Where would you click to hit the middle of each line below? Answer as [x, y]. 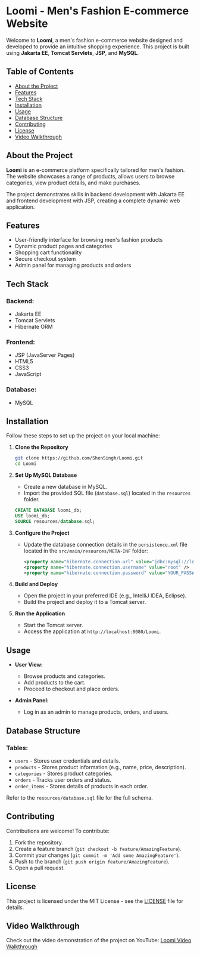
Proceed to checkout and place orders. [71, 689]
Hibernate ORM [34, 327]
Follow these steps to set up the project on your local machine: [83, 436]
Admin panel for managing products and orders [73, 265]
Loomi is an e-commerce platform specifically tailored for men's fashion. [96, 170]
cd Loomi [26, 464]
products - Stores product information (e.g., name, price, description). [100, 767]
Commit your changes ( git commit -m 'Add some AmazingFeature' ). [97, 855]
